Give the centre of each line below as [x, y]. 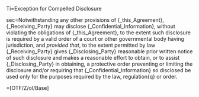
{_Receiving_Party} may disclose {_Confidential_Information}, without [91, 26]
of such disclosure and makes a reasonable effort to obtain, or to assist [93, 58]
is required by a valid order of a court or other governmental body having [95, 39]
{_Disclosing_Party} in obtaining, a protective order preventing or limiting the [99, 64]
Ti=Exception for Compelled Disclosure [54, 9]
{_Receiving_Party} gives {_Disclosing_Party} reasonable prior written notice [99, 51]
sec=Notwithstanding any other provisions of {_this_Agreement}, [85, 20]
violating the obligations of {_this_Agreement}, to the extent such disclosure [99, 33]
